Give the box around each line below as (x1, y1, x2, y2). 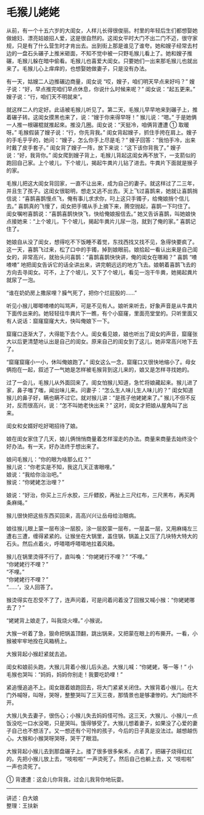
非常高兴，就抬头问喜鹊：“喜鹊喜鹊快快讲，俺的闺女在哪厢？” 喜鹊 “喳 (22, 253, 197, 260)
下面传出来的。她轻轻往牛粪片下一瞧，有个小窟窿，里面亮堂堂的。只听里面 (6, 310, 192, 317)
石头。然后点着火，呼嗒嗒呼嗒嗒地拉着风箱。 (6, 539, 118, 547)
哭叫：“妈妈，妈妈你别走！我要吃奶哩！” (22, 670, 123, 678)
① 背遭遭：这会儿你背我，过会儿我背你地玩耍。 (6, 775, 127, 783)
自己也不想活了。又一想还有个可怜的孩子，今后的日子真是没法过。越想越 (11, 727, 192, 734)
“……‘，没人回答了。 (6, 583, 56, 591)
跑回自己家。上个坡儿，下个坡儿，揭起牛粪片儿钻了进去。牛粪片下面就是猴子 (6, 159, 198, 166)
